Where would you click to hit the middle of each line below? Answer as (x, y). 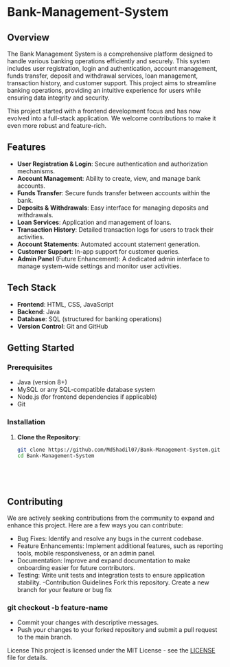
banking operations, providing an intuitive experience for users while (104, 90)
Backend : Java (38, 311)
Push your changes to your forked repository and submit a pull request (117, 630)
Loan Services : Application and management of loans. (94, 222)
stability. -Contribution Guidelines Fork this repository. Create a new (113, 582)
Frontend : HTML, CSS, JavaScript (65, 304)
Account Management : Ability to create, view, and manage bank (109, 178)
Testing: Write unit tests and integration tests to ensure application (111, 576)
